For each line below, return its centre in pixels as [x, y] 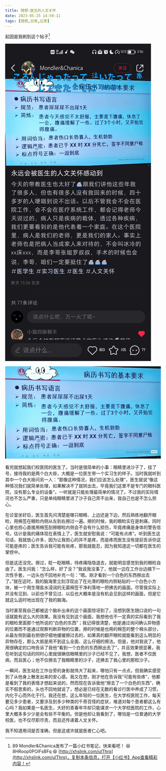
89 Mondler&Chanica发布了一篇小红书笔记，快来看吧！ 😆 [71, 746]
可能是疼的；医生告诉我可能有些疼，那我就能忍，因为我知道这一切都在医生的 [83, 546]
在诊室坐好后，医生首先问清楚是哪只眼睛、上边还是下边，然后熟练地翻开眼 [81, 515]
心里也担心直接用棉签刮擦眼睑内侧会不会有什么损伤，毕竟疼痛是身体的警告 [81, 528]
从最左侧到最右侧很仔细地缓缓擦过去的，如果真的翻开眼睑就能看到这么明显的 [83, 635]
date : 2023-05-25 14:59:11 [33, 16]
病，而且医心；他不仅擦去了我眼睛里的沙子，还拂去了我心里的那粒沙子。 [79, 660]
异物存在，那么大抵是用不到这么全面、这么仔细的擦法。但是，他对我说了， [81, 642]
